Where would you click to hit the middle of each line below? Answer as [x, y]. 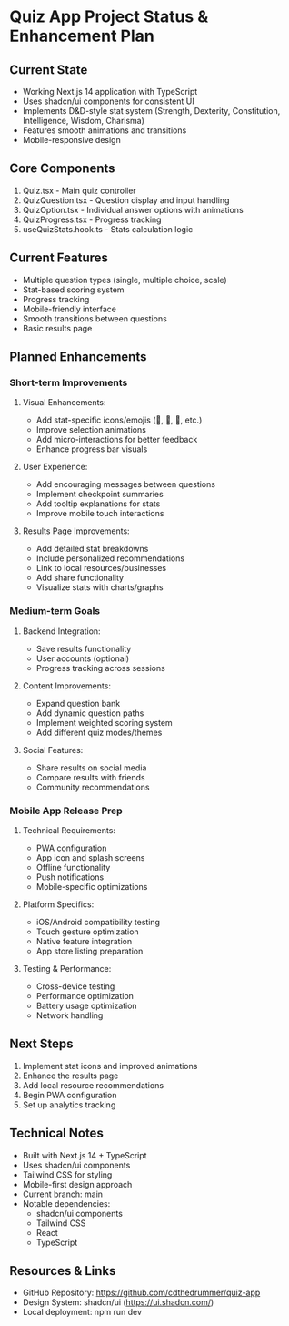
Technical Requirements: [69, 830]
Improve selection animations [91, 430]
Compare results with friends [90, 777]
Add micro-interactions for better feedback [117, 440]
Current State [49, 70]
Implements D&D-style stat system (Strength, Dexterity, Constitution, [151, 111]
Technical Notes [57, 1133]
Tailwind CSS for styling [67, 1174]
